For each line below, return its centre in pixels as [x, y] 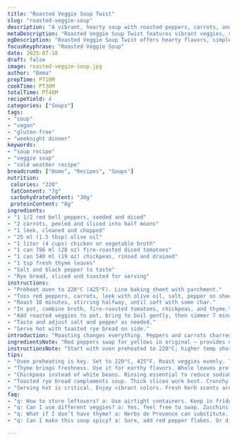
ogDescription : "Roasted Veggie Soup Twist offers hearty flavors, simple [120, 40]
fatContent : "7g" [36, 191]
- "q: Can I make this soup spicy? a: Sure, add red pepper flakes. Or [115, 421]
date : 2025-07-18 [33, 54]
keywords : [22, 145]
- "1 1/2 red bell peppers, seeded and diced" [77, 217]
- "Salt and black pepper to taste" [61, 270]
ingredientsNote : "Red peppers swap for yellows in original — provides [116, 342]
